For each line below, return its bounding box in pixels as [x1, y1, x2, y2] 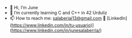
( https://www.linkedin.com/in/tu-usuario [9, 22, 91, 28]
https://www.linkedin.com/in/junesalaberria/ [11, 27, 101, 33]
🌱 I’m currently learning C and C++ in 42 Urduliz [9, 10, 107, 16]
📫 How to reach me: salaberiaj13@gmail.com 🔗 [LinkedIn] [9, 15, 128, 21]
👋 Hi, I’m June [9, 5, 38, 10]
